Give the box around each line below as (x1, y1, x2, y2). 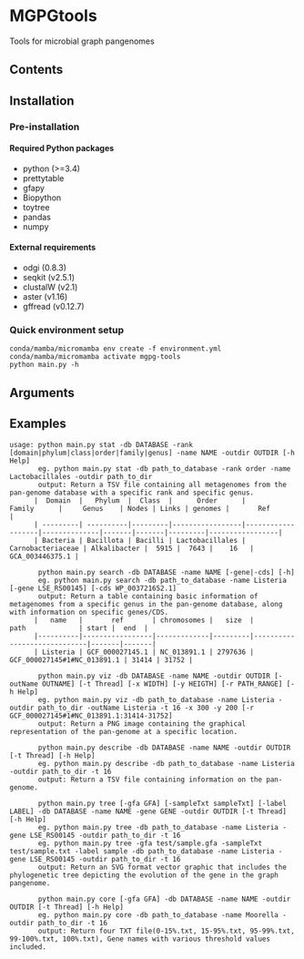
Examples (9, 416, 66, 432)
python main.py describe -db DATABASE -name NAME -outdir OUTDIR (37, 743, 291, 752)
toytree (22, 201, 50, 212)
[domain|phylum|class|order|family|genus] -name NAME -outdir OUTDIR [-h (9, 448, 296, 457)
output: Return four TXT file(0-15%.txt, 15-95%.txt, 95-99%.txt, (37, 926, 296, 935)
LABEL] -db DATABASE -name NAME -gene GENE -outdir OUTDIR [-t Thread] (9, 807, 287, 816)
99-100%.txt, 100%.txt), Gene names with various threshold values (9, 934, 271, 944)
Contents (9, 62, 64, 77)
